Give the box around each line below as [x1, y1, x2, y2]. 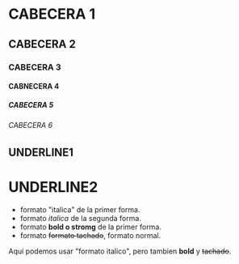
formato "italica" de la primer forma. [19, 204, 140, 215]
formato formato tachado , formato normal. [19, 230, 161, 240]
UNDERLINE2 [8, 177, 99, 196]
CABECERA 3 [8, 62, 62, 73]
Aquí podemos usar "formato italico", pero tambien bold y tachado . [8, 246, 232, 256]
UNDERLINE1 [8, 145, 74, 159]
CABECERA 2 [8, 37, 77, 51]
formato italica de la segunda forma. [19, 213, 141, 223]
